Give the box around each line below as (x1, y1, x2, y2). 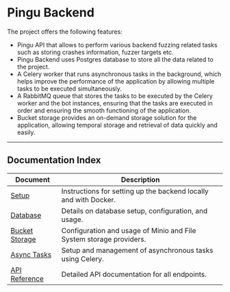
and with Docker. (61, 195, 116, 204)
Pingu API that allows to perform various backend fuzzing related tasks (16, 40, 218, 49)
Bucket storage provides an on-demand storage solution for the (16, 113, 197, 121)
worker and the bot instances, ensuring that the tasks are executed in (16, 99, 214, 107)
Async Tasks (10, 250, 52, 259)
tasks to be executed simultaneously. (16, 84, 122, 93)
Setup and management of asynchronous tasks (61, 245, 214, 255)
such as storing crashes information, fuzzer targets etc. (16, 48, 174, 56)
